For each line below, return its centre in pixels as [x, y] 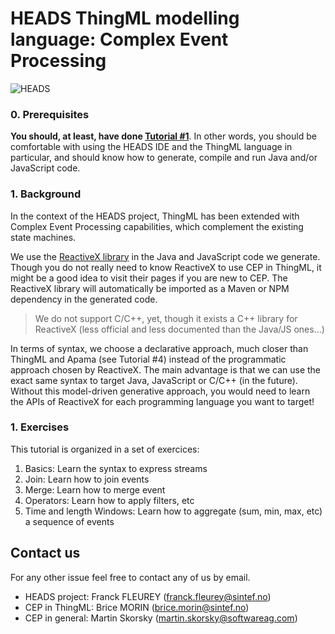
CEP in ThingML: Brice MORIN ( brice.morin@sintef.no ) [137, 607]
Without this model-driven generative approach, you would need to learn [160, 391]
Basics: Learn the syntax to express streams [116, 468]
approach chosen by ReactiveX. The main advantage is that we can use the [166, 369]
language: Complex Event [119, 39]
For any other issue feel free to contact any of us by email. [130, 577]
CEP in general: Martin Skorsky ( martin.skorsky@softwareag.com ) [161, 618]
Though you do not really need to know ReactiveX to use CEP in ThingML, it [166, 267]
